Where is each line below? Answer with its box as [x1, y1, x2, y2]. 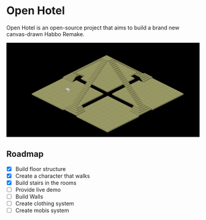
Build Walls [15, 193, 44, 200]
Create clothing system [15, 200, 75, 207]
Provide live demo [15, 186, 61, 194]
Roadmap [6, 149, 44, 159]
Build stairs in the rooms [15, 179, 77, 186]
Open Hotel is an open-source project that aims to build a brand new [6, 24, 180, 31]
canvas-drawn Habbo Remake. [6, 30, 85, 37]
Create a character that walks [15, 172, 90, 180]
